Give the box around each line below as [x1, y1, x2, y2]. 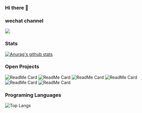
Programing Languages [5, 92, 62, 98]
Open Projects [5, 63, 40, 70]
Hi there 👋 [5, 4, 29, 11]
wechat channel [5, 17, 44, 24]
